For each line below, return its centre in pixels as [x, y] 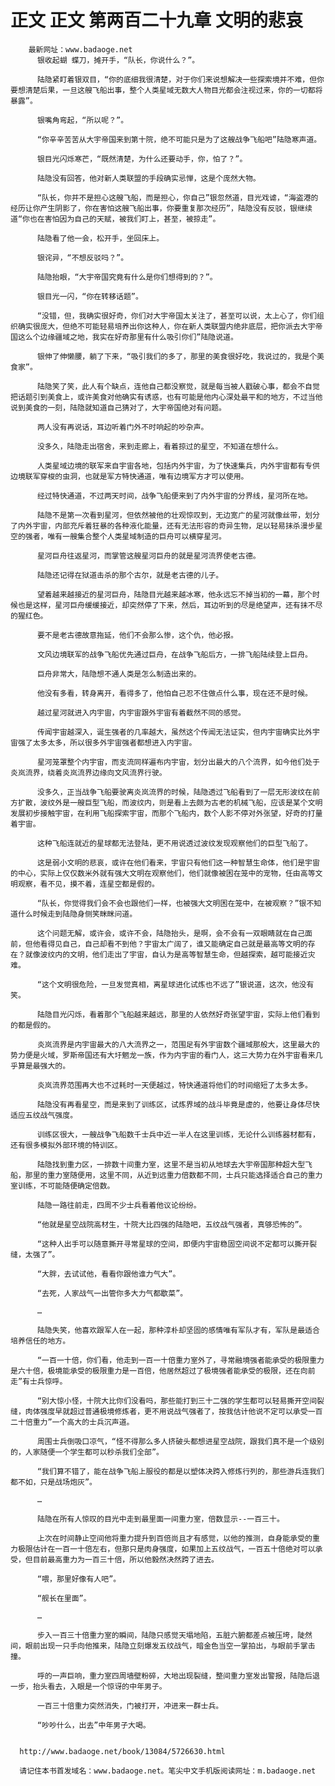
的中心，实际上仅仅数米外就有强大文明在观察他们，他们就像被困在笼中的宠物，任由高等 [163, 873]
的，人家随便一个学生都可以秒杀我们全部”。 [87, 1452]
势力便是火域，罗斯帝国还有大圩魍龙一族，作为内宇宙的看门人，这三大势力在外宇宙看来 [163, 1055]
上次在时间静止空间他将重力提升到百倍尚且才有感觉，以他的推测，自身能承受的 [174, 1538]
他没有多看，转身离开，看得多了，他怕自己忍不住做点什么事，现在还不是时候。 [174, 693]
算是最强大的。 [44, 1066]
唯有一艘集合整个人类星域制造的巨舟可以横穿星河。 [137, 536]
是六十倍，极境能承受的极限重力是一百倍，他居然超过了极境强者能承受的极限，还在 [155, 1371]
